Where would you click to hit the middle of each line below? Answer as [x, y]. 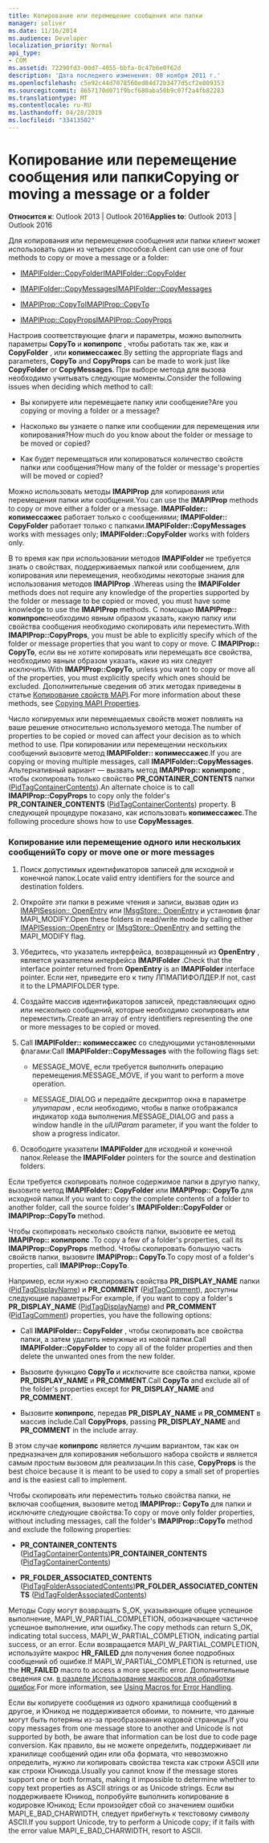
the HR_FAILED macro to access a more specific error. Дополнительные [129, 1670]
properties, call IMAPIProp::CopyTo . [69, 1266]
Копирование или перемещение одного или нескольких [125, 842]
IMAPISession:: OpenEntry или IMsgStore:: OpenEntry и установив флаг [140, 911]
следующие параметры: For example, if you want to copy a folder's [120, 1299]
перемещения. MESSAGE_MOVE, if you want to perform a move [138, 1075]
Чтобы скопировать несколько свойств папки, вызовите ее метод [122, 1231]
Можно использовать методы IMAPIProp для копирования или [116, 491]
